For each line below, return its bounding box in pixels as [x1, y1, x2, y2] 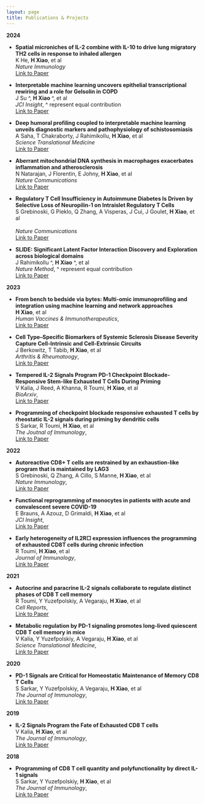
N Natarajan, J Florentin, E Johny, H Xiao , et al [15, 169, 133, 177]
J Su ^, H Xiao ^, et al [15, 94, 67, 102]
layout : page [6, 9, 40, 15]
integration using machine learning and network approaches [15, 302, 173, 309]
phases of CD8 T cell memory [15, 590, 93, 598]
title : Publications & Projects [6, 15, 89, 21]
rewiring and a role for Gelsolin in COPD [15, 87, 118, 95]
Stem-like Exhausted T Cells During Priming [47, 378, 161, 385]
